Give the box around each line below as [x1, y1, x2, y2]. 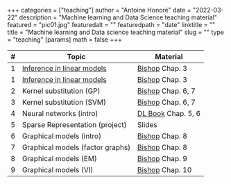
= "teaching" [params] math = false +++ [7, 35, 123, 44]
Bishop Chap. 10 [137, 165, 192, 174]
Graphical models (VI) [22, 165, 94, 174]
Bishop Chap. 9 [137, 154, 187, 163]
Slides [137, 120, 157, 129]
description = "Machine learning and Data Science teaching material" [19, 13, 217, 22]
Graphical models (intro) [22, 131, 102, 141]
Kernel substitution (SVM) [22, 97, 106, 107]
